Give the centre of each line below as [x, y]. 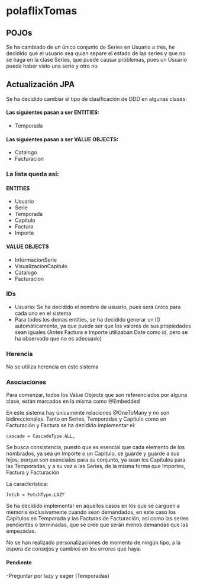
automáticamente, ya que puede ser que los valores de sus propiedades [103, 326]
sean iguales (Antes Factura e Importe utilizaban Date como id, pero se [101, 332]
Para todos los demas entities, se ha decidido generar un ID [88, 319]
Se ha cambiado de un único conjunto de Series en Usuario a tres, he [91, 47]
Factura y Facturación [33, 472]
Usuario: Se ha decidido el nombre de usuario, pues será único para [98, 307]
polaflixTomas [42, 11]
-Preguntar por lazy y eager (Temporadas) [58, 576]
